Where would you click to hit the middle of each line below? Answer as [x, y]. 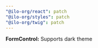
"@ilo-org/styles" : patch [37, 17]
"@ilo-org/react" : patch [36, 11]
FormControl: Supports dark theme [49, 39]
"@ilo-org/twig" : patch [35, 22]
